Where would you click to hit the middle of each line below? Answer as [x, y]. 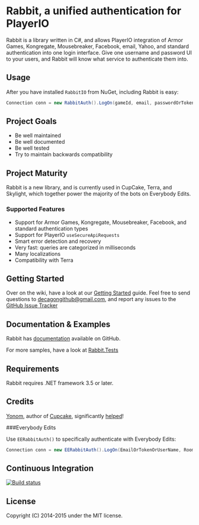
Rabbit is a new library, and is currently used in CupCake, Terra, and [89, 188]
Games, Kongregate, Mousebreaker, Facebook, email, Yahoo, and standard [98, 46]
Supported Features [36, 209]
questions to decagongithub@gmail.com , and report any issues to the [91, 299]
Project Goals [32, 121]
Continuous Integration [50, 468]
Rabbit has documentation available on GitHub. [63, 339]
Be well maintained [38, 135]
